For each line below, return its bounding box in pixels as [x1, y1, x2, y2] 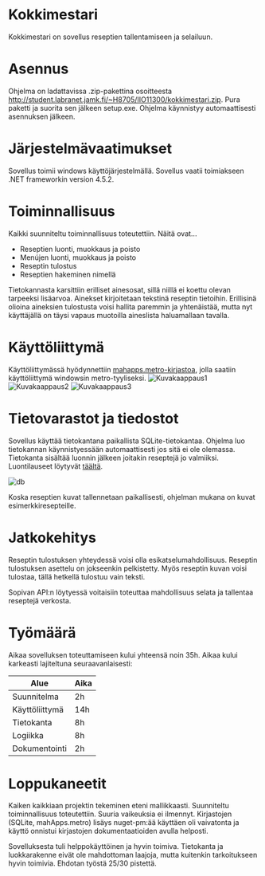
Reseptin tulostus [19, 261, 77, 270]
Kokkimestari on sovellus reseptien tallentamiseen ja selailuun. [8, 32, 213, 41]
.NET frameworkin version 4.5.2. [8, 174, 115, 184]
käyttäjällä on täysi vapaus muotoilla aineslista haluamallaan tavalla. [8, 310, 230, 320]
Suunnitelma [12, 691, 60, 702]
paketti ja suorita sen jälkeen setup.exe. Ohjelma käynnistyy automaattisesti [8, 103, 256, 112]
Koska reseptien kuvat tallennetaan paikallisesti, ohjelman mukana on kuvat [8, 492, 256, 501]
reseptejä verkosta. [8, 595, 72, 605]
